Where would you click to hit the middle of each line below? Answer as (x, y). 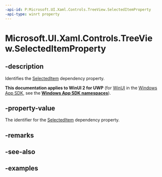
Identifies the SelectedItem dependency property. (55, 78)
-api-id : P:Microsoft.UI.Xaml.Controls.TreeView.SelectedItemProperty (78, 10)
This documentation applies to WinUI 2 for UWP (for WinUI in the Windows (81, 88)
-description (24, 67)
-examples (22, 168)
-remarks (19, 135)
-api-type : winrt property (32, 14)
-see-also (20, 152)
